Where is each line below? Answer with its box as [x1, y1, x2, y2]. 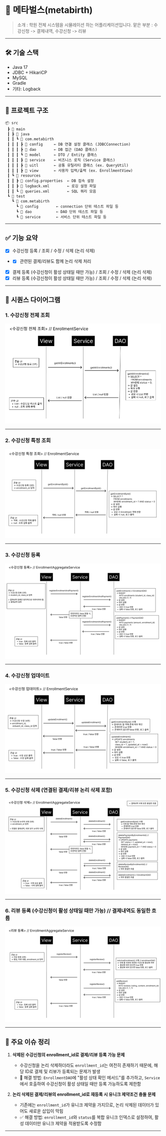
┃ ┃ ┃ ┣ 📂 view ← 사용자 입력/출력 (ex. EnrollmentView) [7, 168, 133, 173]
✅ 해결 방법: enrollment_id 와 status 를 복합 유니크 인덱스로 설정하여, [19, 1114, 154, 1120]
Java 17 [12, 64, 28, 70]
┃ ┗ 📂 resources [7, 173, 41, 178]
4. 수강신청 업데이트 [5, 672, 50, 679]
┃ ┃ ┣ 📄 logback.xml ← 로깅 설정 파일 [7, 184, 96, 189]
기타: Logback [12, 86, 41, 92]
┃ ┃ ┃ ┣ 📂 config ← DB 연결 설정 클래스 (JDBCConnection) [7, 142, 131, 147]
